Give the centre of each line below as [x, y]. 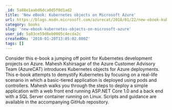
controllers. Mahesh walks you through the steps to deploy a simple [77, 85]
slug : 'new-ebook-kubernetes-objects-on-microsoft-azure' [68, 29]
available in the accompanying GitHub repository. [57, 102]
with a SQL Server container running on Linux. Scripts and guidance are [81, 96]
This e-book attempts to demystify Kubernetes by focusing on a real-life [81, 75]
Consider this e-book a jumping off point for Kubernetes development [79, 58]
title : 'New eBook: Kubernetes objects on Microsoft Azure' [71, 15]
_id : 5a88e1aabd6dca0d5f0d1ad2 [39, 10]
